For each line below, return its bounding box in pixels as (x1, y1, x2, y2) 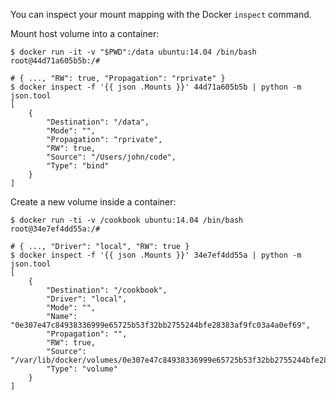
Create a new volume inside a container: (10, 196, 177, 208)
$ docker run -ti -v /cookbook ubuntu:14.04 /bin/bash (10, 215, 244, 225)
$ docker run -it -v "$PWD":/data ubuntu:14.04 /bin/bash (10, 47, 257, 57)
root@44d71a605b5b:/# (10, 56, 101, 66)
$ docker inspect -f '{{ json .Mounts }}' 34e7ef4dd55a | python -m (10, 250, 302, 260)
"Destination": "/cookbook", (46, 285, 168, 295)
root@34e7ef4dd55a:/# (10, 224, 101, 234)
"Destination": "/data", (46, 117, 150, 127)
